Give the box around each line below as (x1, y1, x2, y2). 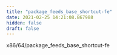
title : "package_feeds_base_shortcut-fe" (6, 8, 113, 15)
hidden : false (6, 20, 42, 26)
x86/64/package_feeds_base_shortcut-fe (6, 42, 110, 49)
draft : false (6, 25, 39, 32)
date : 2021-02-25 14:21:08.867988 (6, 14, 94, 20)
